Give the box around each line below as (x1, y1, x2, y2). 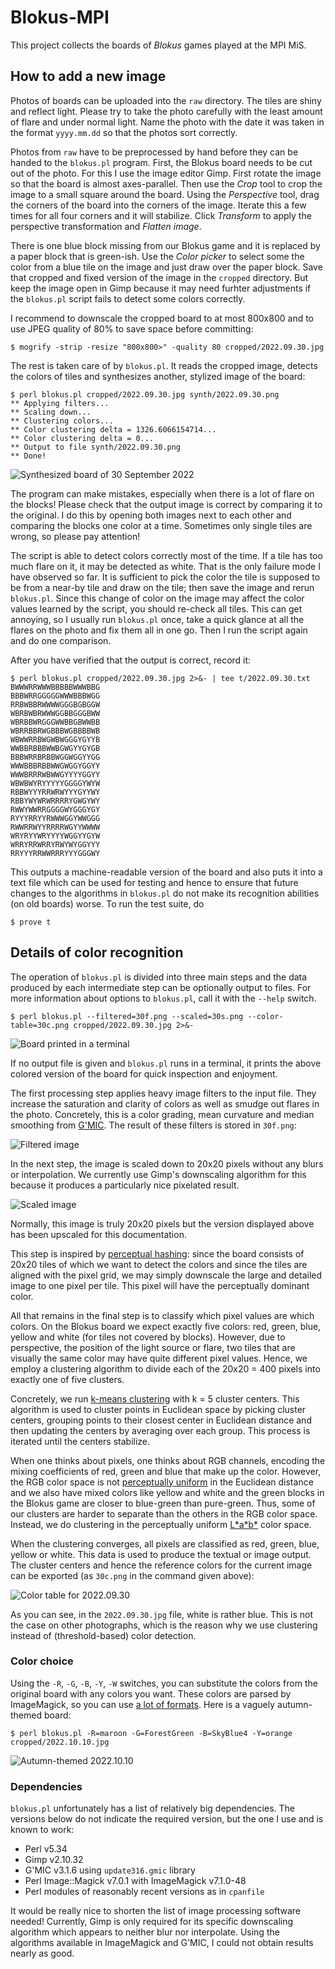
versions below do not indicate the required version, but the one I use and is (10, 1813, 324, 1825)
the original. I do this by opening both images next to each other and (10, 509, 292, 521)
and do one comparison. (10, 634, 112, 646)
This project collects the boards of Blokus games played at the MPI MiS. (10, 39, 307, 51)
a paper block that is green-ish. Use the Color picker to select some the (10, 250, 305, 262)
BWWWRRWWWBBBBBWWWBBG (10, 682, 101, 692)
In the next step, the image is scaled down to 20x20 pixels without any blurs (10, 1157, 324, 1170)
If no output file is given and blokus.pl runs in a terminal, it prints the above (10, 1057, 322, 1069)
